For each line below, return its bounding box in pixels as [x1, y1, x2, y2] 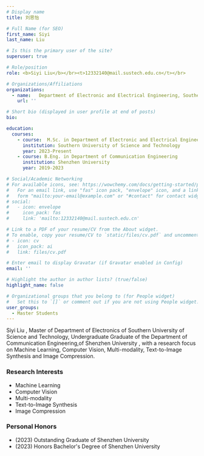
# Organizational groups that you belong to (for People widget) [6, 293, 175, 299]
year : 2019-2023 [22, 165, 64, 171]
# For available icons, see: [6, 182, 80, 188]
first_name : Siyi [6, 31, 50, 37]
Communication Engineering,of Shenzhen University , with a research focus [6, 339, 196, 347]
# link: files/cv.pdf [6, 249, 67, 255]
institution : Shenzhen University [22, 159, 110, 166]
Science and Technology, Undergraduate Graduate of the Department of [6, 333, 188, 341]
